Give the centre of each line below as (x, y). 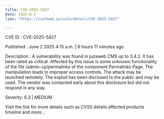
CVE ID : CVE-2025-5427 (31, 37)
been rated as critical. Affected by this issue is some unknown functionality (81, 62)
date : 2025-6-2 (21, 14)
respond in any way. (26, 88)
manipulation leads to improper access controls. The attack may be (73, 72)
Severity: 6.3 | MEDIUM (29, 97)
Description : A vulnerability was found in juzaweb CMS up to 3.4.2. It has (80, 56)
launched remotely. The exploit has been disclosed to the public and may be (82, 78)
